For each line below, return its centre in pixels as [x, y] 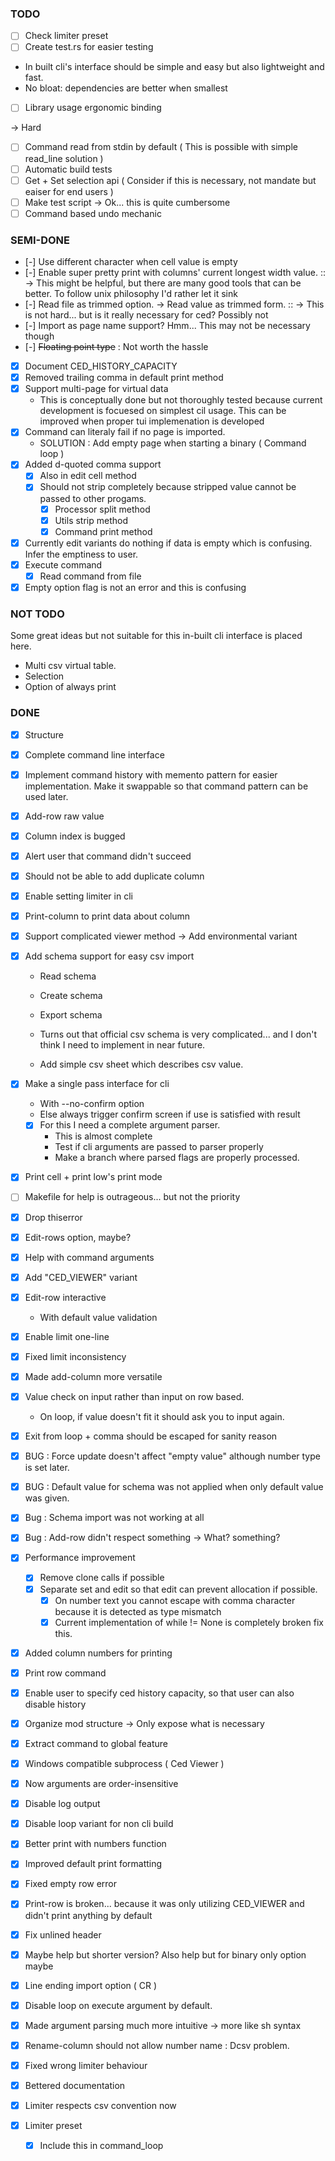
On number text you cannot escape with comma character [175, 1600]
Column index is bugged [75, 836]
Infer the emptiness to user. [81, 554]
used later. [46, 796]
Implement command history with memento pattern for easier [151, 774]
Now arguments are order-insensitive [101, 1784]
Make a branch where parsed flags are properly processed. [177, 1158]
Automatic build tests [68, 169]
